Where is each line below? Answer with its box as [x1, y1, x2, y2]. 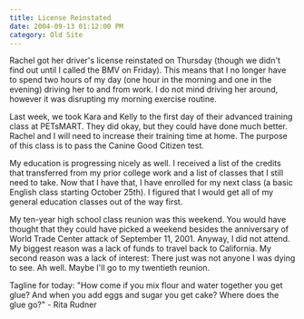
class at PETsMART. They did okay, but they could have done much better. [9, 121, 288, 132]
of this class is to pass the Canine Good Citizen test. [9, 140, 204, 151]
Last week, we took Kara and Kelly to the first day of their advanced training [9, 111, 293, 123]
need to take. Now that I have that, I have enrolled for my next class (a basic [9, 177, 293, 188]
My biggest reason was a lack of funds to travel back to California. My [9, 243, 272, 254]
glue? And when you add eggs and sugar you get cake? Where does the [9, 290, 279, 301]
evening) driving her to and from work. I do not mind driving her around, [9, 84, 279, 95]
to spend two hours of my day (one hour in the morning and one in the [9, 75, 272, 85]
